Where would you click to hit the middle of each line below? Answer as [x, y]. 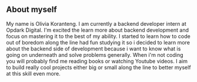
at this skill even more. [33, 73]
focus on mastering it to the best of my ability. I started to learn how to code [98, 36]
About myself [32, 10]
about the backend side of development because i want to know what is [93, 49]
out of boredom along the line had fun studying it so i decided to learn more [98, 42]
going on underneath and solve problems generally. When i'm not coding [95, 54]
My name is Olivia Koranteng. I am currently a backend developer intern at [96, 23]
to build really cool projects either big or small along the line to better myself [98, 67]
